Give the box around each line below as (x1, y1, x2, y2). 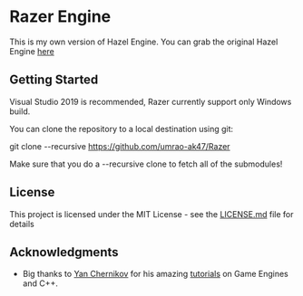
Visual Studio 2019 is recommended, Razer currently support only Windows (9, 96, 292, 107)
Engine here (9, 45, 54, 56)
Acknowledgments (9, 244, 120, 260)
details (9, 218, 34, 229)
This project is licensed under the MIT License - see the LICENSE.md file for (9, 208, 294, 219)
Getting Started (9, 72, 99, 88)
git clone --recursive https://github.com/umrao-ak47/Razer (9, 140, 230, 151)
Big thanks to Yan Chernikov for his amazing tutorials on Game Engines (22, 269, 288, 280)
